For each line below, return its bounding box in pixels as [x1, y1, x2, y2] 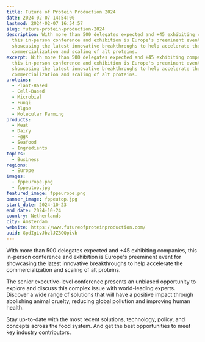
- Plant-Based [12, 83, 48, 89]
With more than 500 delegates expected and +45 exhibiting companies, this [6, 246, 197, 254]
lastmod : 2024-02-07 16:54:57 [6, 20, 84, 26]
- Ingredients [12, 144, 48, 151]
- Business [12, 156, 40, 162]
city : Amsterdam [6, 219, 48, 225]
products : [6, 116, 32, 123]
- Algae [12, 105, 32, 112]
